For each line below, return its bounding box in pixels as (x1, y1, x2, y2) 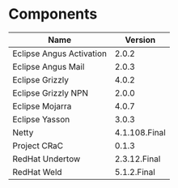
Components (8, 5, 98, 23)
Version (125, 34, 156, 45)
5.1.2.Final (114, 166, 155, 177)
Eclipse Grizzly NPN (12, 87, 89, 98)
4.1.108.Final (114, 126, 166, 138)
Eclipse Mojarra (12, 100, 72, 112)
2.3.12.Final (114, 153, 161, 164)
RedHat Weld (12, 166, 62, 177)
